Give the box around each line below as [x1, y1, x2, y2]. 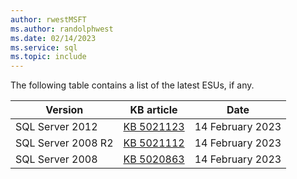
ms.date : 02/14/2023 [10, 33, 97, 43]
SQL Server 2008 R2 [15, 136, 114, 150]
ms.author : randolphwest [10, 24, 114, 34]
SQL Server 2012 [15, 120, 98, 134]
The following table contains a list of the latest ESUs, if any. [10, 79, 255, 91]
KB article [129, 103, 178, 117]
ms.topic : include [10, 52, 87, 62]
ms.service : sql [10, 42, 78, 53]
